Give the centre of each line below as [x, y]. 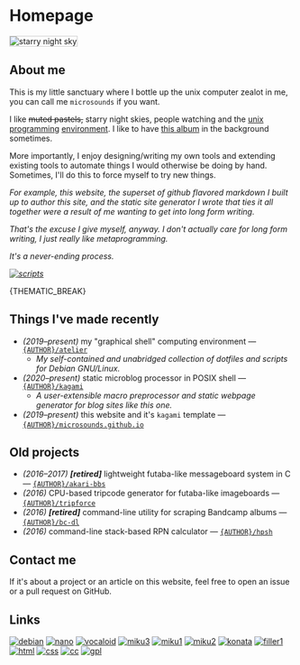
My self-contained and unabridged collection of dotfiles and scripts [162, 358]
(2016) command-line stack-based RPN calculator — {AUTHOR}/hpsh [147, 531]
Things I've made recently [84, 320]
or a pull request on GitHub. [61, 591]
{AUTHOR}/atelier [55, 350]
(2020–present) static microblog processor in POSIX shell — [134, 378]
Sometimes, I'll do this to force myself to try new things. [113, 175]
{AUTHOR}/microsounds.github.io [83, 425]
